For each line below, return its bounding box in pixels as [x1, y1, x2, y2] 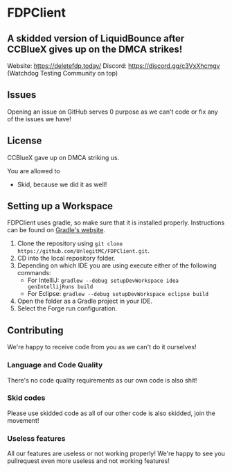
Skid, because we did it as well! [17, 180, 107, 189]
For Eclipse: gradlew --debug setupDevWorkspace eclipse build [27, 290, 209, 298]
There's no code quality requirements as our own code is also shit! [7, 376, 197, 384]
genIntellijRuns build [27, 283, 93, 290]
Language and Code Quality [7, 360, 103, 370]
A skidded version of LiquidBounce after [7, 33, 185, 44]
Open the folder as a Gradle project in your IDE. [17, 297, 152, 306]
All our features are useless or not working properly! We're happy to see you [7, 449, 225, 458]
